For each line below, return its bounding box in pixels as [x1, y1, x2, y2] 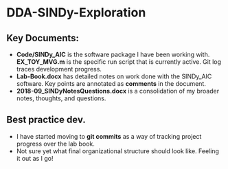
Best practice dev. [6, 114, 87, 126]
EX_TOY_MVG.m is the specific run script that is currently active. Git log [16, 58, 221, 66]
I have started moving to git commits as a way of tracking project [16, 132, 202, 140]
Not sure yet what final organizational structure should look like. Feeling [16, 146, 219, 155]
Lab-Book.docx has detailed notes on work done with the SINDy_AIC [16, 72, 212, 80]
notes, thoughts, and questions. [16, 94, 106, 102]
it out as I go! [16, 154, 54, 162]
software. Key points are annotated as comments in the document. [16, 80, 207, 87]
